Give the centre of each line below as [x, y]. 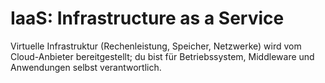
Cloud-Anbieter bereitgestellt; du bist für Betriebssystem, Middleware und [162, 56]
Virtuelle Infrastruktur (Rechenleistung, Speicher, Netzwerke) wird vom [156, 46]
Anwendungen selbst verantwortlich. [86, 67]
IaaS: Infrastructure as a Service [147, 18]
